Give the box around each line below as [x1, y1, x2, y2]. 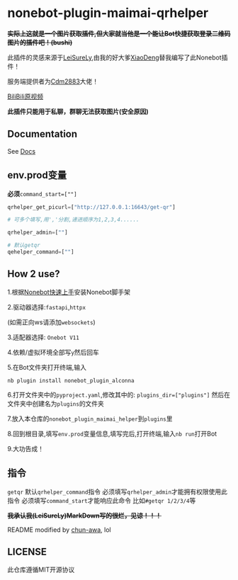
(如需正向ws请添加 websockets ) [7, 317, 96, 326]
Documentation [7, 128, 78, 140]
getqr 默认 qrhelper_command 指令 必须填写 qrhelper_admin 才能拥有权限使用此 [7, 487, 228, 496]
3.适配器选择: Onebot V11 [7, 333, 79, 341]
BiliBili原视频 [7, 92, 44, 101]
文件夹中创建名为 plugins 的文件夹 [7, 399, 105, 408]
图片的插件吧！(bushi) [7, 38, 73, 47]
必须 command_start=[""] [7, 189, 77, 198]
